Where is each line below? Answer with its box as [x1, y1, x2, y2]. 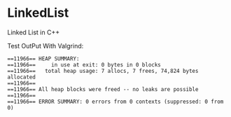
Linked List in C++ [7, 28, 60, 36]
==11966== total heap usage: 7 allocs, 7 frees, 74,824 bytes [7, 67, 199, 74]
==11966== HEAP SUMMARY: [7, 55, 80, 62]
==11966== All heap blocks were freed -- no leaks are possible [7, 85, 199, 92]
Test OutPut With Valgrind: [7, 41, 84, 50]
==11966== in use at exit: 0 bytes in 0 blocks [7, 61, 161, 68]
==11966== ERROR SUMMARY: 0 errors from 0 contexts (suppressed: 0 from [7, 98, 224, 105]
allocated [7, 74, 36, 81]
